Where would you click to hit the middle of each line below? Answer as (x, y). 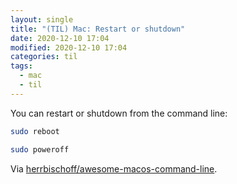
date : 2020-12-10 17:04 (60, 38)
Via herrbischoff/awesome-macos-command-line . (114, 168)
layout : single (42, 19)
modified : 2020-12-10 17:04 (69, 47)
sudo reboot (35, 131)
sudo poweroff (40, 149)
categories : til (44, 57)
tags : (21, 66)
